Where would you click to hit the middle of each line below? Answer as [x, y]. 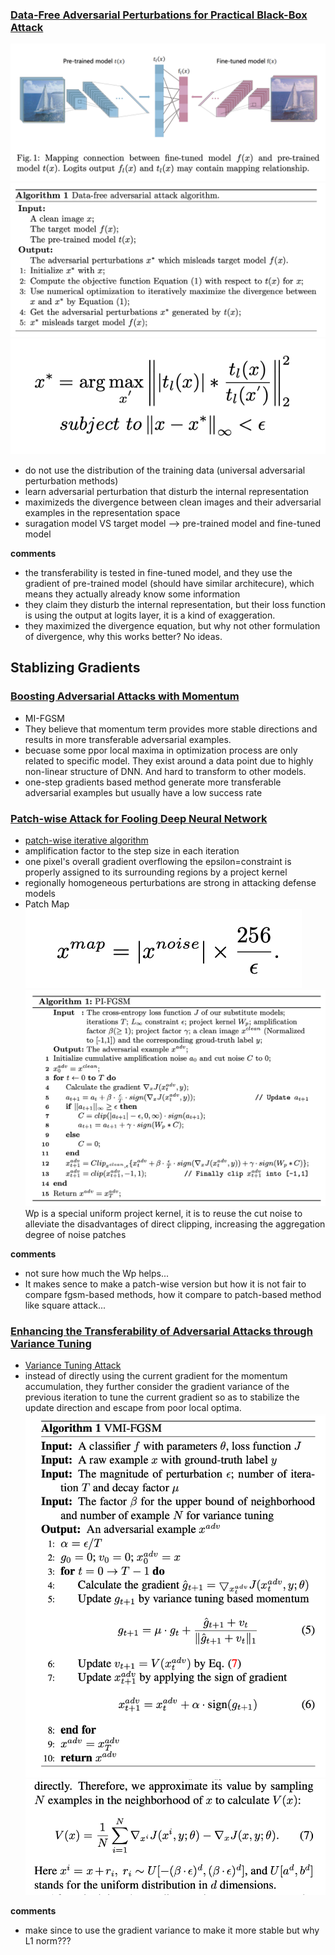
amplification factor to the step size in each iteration [132, 851]
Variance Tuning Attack [73, 1365]
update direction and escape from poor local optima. [133, 1407]
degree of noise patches [75, 1234]
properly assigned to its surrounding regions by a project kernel [156, 872]
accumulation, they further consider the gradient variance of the [157, 1386]
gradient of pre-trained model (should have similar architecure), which [169, 584]
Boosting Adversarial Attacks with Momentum [125, 696]
